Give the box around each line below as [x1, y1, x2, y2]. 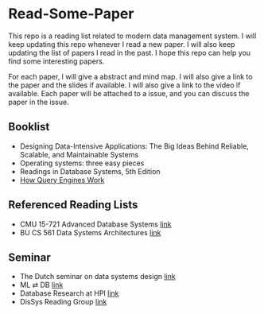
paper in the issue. [8, 97, 69, 107]
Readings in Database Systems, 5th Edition [19, 166, 161, 176]
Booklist [8, 120, 50, 134]
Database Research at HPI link [19, 289, 119, 298]
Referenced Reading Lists [8, 198, 138, 211]
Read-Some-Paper [8, 5, 134, 23]
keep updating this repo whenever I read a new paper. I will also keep [8, 39, 235, 48]
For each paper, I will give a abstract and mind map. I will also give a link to [8, 72, 253, 81]
